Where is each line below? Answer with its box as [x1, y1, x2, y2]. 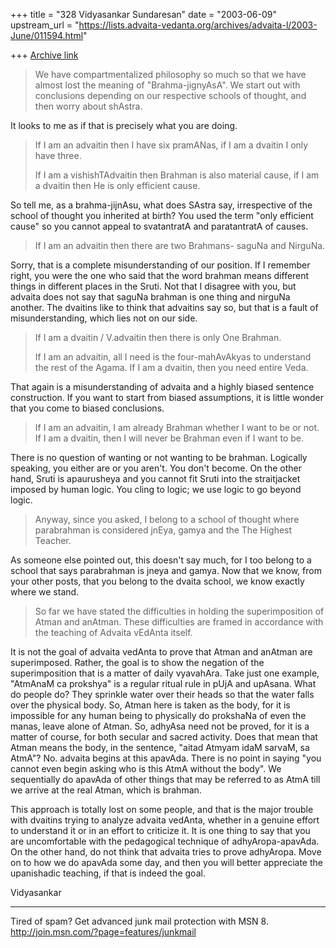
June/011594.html [10, 30, 84, 41]
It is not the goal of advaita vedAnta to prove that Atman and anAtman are [10, 646, 313, 658]
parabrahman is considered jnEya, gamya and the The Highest [34, 524, 293, 536]
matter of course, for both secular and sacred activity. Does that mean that [10, 731, 318, 743]
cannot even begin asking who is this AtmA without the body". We [10, 763, 282, 774]
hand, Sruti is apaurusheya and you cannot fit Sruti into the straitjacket [10, 473, 301, 484]
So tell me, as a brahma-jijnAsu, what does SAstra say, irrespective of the [10, 199, 313, 211]
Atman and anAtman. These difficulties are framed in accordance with [34, 616, 324, 628]
